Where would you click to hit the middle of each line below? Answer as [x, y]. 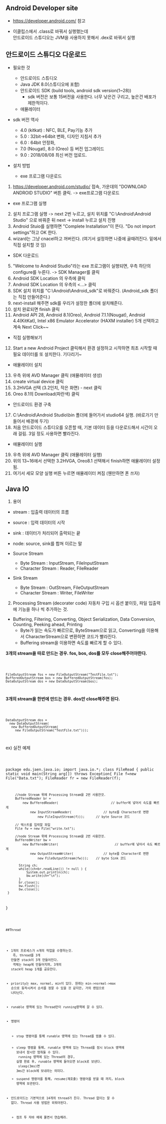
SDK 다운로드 [26, 255]
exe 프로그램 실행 [30, 203]
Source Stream [28, 554]
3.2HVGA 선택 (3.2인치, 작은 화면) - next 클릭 [57, 387]
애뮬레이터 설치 [27, 364]
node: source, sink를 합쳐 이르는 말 [47, 544]
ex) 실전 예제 [18, 748]
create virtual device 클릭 [38, 381]
